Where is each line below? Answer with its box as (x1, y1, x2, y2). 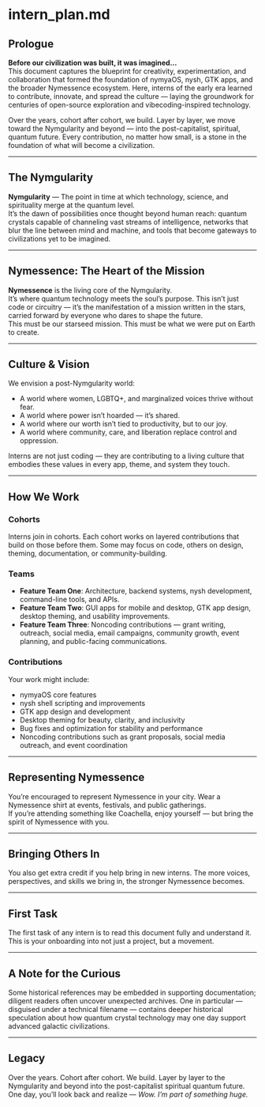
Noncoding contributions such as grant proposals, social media (19, 732, 226, 741)
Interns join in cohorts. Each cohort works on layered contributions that (8, 532, 240, 541)
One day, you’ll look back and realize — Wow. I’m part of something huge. (8, 1090, 248, 1099)
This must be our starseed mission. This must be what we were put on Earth (8, 319, 256, 328)
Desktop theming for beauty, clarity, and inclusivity (19, 715, 185, 725)
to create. (8, 327, 39, 337)
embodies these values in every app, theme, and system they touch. (8, 460, 230, 469)
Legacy (8, 1052, 46, 1065)
